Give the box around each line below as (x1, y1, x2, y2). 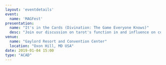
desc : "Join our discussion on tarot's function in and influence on (9, 30, 156, 35)
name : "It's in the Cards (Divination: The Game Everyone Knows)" (9, 25, 149, 30)
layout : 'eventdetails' (5, 7, 54, 12)
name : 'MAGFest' (9, 16, 43, 21)
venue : (5, 35, 19, 40)
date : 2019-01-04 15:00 (5, 48, 54, 53)
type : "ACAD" (5, 52, 32, 58)
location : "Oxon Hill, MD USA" (9, 43, 74, 48)
